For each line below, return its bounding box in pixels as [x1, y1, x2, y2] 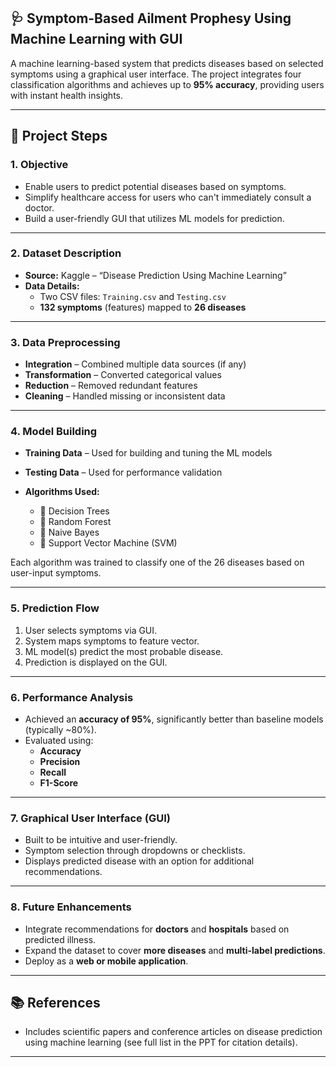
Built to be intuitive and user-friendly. [24, 834, 178, 846]
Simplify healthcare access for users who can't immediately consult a [24, 191, 312, 203]
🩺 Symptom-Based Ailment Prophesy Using [10, 10, 292, 27]
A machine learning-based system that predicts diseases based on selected [10, 57, 324, 69]
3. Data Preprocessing [10, 335, 121, 349]
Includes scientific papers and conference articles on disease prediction [24, 1026, 323, 1038]
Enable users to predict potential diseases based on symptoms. [24, 180, 287, 192]
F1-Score [39, 776, 79, 789]
